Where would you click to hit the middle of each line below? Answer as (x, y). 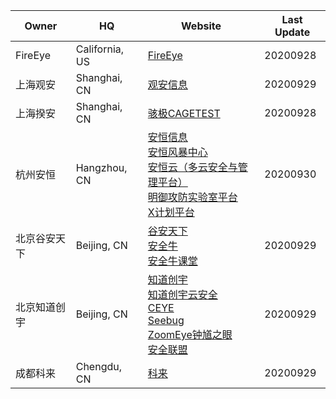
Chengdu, (99, 366)
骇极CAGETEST (184, 113)
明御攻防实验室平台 (192, 197)
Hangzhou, (101, 167)
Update (292, 32)
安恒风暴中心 (177, 152)
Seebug (166, 320)
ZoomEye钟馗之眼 (190, 334)
